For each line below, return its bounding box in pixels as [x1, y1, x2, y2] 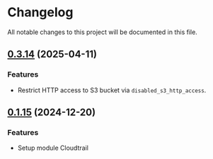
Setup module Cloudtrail [17, 143, 88, 153]
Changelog [7, 4, 74, 21]
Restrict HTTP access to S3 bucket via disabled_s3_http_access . [17, 86, 207, 94]
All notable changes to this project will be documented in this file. [7, 28, 198, 36]
